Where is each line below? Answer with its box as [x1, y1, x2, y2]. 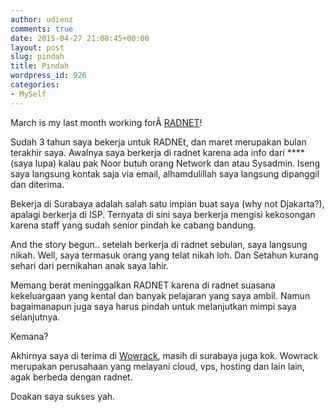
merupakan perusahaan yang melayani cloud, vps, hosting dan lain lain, [10, 360, 305, 372]
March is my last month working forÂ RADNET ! [10, 116, 203, 128]
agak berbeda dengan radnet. [10, 371, 133, 383]
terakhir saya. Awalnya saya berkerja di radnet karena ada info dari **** [10, 146, 305, 158]
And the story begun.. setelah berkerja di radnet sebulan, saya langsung [10, 238, 308, 250]
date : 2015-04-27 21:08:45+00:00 [10, 33, 150, 43]
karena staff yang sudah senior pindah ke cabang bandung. [10, 219, 257, 231]
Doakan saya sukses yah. [10, 390, 116, 402]
